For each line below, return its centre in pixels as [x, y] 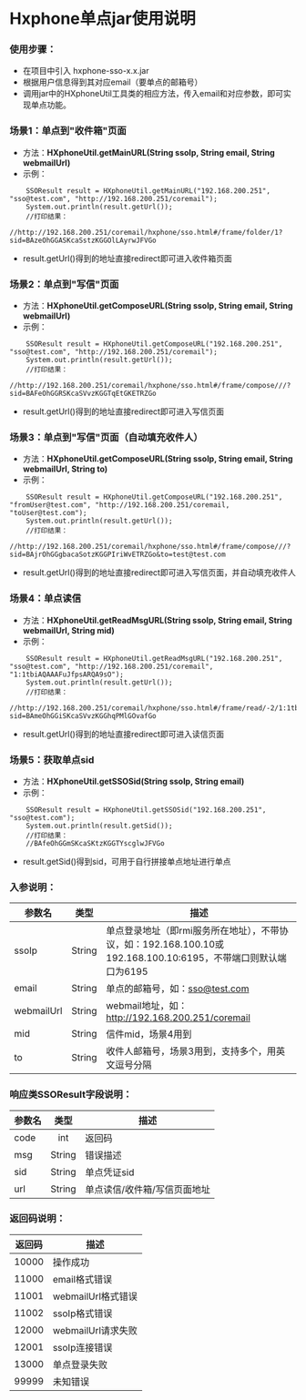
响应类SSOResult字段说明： [71, 1095]
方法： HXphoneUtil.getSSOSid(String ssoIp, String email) [133, 781]
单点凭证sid [110, 1172]
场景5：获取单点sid [52, 759]
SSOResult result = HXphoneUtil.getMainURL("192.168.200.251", [148, 191]
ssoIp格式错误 [82, 1314]
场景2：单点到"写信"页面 [64, 284]
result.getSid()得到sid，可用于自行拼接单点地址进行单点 [127, 861]
